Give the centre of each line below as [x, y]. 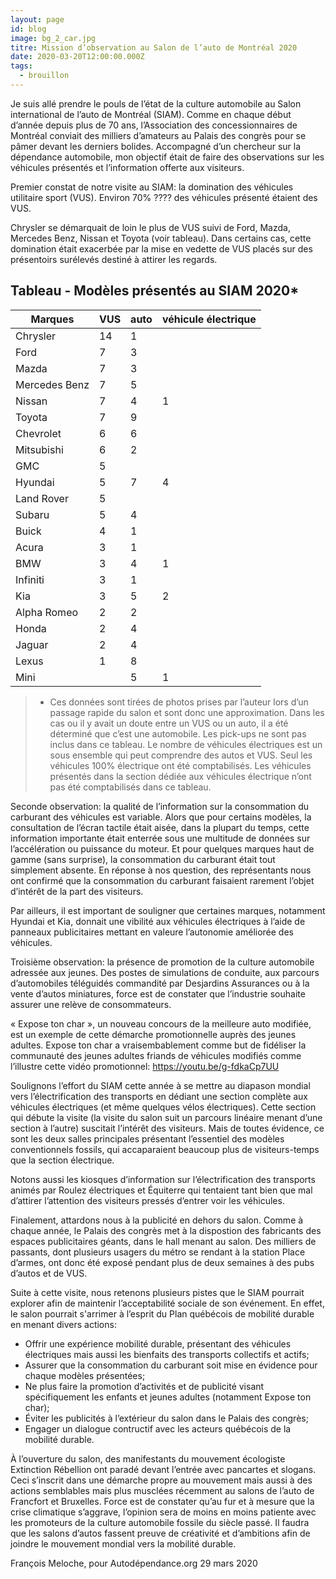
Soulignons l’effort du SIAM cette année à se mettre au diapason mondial [160, 1085]
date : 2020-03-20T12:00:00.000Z [77, 57]
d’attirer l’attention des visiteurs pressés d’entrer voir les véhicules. [147, 1200]
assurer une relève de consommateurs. [91, 1004]
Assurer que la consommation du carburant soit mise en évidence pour [171, 1365]
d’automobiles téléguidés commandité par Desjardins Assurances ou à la [160, 983]
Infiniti [30, 579]
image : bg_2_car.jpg [53, 38]
